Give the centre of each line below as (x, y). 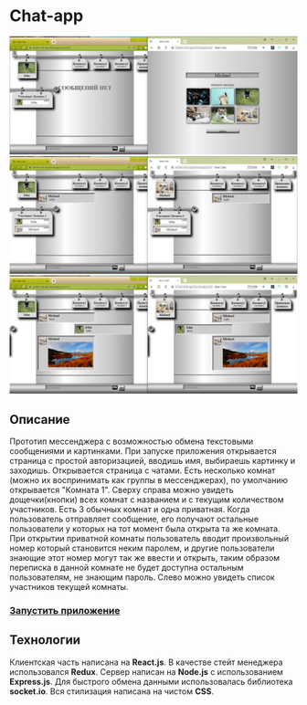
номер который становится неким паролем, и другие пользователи (142, 548)
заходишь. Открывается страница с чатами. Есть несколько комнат (143, 470)
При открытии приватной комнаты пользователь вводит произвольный (149, 539)
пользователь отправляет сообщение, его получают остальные (134, 519)
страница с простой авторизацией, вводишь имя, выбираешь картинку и (153, 461)
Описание (40, 420)
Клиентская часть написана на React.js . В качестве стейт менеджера (146, 662)
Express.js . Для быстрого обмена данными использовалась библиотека (151, 681)
